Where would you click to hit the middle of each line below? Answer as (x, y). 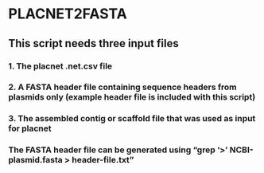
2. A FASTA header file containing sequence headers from (122, 87)
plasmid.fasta (35, 160)
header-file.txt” (103, 160)
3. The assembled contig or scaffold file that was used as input (132, 119)
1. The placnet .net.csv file (60, 66)
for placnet (30, 128)
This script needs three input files (93, 43)
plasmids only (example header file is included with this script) (132, 97)
